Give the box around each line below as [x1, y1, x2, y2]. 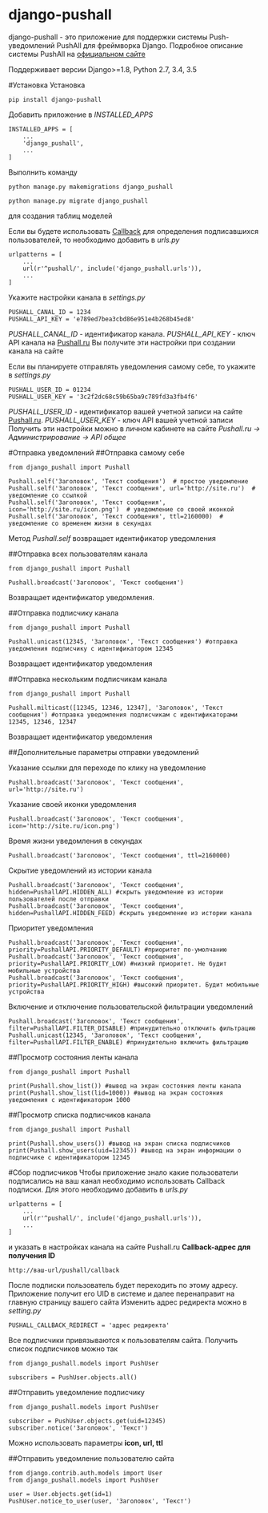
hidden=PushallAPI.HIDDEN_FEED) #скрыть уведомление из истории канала [8, 909, 252, 917]
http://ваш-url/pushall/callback [8, 1266, 120, 1274]
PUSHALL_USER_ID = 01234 [8, 385, 91, 393]
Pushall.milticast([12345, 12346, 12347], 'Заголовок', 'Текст [8, 704, 224, 712]
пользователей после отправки [8, 895, 110, 903]
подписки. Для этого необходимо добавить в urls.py [8, 1184, 188, 1194]
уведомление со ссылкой [8, 491, 88, 499]
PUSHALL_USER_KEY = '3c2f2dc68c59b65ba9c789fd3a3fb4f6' [8, 393, 198, 401]
